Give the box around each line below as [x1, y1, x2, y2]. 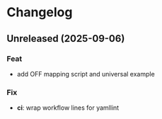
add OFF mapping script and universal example [16, 69, 155, 78]
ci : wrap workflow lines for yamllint [16, 103, 120, 112]
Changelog [6, 4, 73, 21]
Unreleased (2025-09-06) [6, 33, 125, 45]
